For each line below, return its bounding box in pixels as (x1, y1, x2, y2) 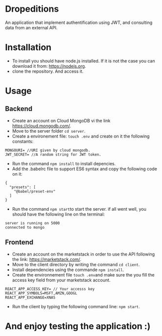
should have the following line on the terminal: (12, 211, 105, 217)
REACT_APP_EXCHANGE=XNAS (5, 295, 56, 300)
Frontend (5, 238, 34, 247)
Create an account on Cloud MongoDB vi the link (12, 118, 111, 123)
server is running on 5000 (5, 220, 60, 225)
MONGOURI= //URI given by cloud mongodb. (5, 148, 91, 153)
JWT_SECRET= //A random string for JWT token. (5, 152, 101, 157)
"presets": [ (9, 184, 36, 190)
